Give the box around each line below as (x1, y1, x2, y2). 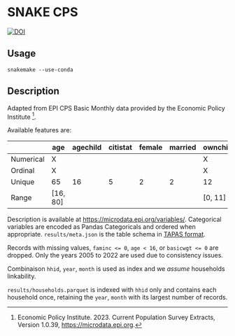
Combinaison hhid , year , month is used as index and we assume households (7, 265, 225, 273)
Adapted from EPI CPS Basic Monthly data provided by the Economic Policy (7, 104, 225, 112)
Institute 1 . (7, 111, 36, 121)
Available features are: (7, 126, 72, 134)
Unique (10, 177, 35, 187)
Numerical (10, 155, 45, 164)
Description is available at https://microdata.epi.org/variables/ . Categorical (7, 215, 222, 224)
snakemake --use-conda (7, 66, 73, 73)
